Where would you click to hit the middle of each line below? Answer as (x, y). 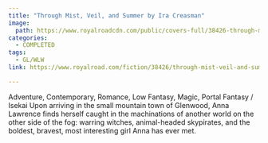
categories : (28, 38)
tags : (17, 52)
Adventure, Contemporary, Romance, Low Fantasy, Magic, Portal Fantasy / (131, 97)
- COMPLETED (35, 45)
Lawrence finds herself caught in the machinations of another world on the (131, 114)
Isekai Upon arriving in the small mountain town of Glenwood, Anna (119, 105)
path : (25, 30)
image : (19, 23)
